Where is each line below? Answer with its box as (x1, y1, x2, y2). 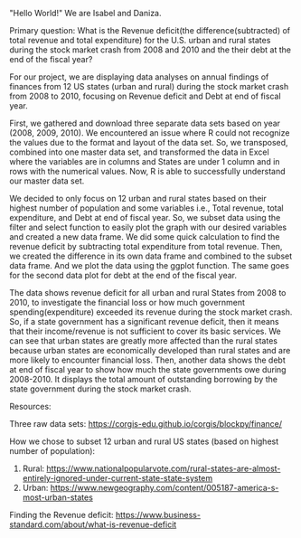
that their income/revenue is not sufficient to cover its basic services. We (9, 326, 282, 336)
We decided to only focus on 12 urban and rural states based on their (9, 193, 267, 203)
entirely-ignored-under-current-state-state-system (22, 473, 213, 483)
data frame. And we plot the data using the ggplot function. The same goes (9, 260, 289, 270)
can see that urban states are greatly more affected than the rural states (9, 335, 278, 346)
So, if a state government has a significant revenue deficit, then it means (9, 316, 279, 326)
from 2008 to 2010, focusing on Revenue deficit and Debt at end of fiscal (9, 90, 282, 101)
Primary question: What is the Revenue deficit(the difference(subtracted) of (9, 25, 291, 35)
